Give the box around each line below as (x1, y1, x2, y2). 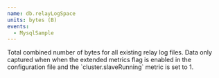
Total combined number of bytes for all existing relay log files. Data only (7, 48, 213, 57)
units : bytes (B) (7, 17, 58, 23)
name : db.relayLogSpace (7, 10, 76, 17)
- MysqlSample (13, 29, 54, 37)
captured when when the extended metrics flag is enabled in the (7, 56, 192, 64)
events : (7, 23, 30, 30)
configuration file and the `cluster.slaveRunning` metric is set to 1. (7, 63, 194, 71)
